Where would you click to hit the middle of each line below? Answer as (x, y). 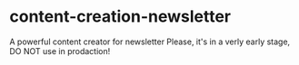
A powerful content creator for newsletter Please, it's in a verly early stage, (150, 42)
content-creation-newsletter (120, 17)
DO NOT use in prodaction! (60, 51)
